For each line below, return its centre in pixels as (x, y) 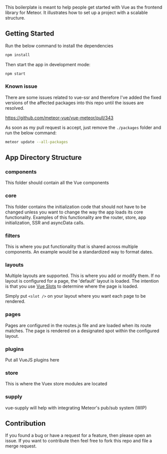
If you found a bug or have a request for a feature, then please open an (78, 435)
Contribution (25, 423)
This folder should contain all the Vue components (57, 183)
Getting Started (30, 34)
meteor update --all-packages (37, 142)
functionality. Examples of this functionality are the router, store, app (76, 217)
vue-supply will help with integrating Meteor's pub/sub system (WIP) (76, 407)
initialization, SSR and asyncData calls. (45, 222)
